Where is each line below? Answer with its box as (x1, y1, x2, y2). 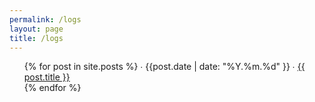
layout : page (9, 24, 64, 34)
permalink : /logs (9, 14, 82, 25)
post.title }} (23, 71, 71, 83)
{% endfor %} (23, 82, 82, 94)
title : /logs (9, 33, 64, 43)
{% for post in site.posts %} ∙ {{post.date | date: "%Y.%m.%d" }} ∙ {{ (23, 61, 306, 73)
